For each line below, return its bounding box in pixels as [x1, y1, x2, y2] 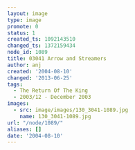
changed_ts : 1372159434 [7, 42, 76, 49]
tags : [7, 81, 23, 88]
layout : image [7, 10, 48, 17]
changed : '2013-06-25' [7, 74, 73, 82]
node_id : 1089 [7, 49, 48, 56]
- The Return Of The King [13, 87, 89, 94]
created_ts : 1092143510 [7, 36, 76, 43]
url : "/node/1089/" [7, 119, 64, 126]
